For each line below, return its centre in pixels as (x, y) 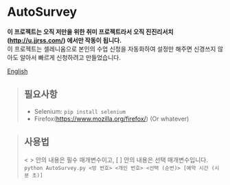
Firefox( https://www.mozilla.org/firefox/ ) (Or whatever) (112, 119)
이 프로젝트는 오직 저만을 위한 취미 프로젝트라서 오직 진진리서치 (90, 32)
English (18, 71)
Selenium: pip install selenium (80, 111)
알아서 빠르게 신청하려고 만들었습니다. (70, 57)
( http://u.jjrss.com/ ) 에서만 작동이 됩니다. (65, 40)
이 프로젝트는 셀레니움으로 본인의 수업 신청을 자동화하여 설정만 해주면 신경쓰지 (112, 49)
